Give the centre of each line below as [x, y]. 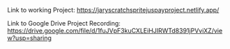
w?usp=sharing [30, 38]
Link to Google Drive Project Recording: [64, 23]
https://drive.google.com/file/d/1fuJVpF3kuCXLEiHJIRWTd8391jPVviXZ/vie [115, 31]
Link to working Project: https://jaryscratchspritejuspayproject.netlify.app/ [113, 10]
